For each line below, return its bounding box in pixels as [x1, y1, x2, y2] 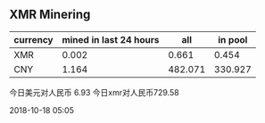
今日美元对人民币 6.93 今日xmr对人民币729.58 [9, 86, 180, 97]
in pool [218, 33, 248, 45]
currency [13, 33, 54, 45]
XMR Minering [9, 7, 91, 22]
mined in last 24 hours [62, 33, 160, 45]
